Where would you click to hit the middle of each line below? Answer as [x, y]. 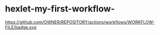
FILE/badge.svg [21, 27]
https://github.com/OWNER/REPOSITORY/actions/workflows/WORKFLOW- [80, 22]
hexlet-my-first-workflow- [60, 9]
